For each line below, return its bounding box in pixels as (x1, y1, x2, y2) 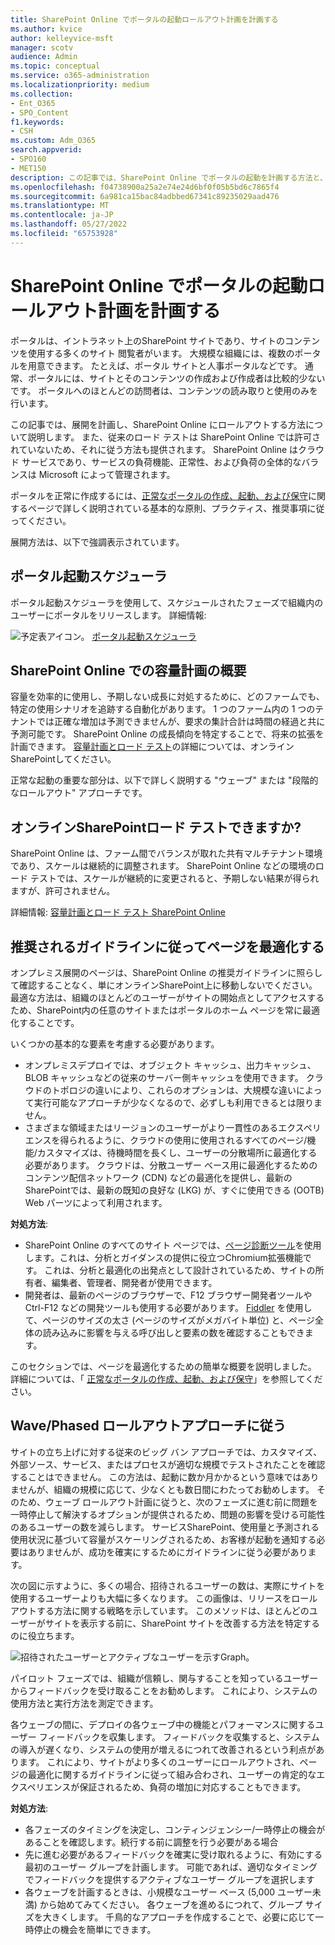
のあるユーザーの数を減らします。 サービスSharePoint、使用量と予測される (10, 1521, 320, 1533)
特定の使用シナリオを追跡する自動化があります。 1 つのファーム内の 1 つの (10, 703, 316, 715)
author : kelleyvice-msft (10, 33, 114, 43)
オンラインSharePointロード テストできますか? (10, 819, 302, 836)
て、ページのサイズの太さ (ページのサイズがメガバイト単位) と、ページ (24, 1314, 315, 1326)
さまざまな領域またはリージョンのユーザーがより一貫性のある (24, 1121, 279, 1133)
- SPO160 (10, 154, 47, 164)
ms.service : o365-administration (10, 71, 150, 81)
